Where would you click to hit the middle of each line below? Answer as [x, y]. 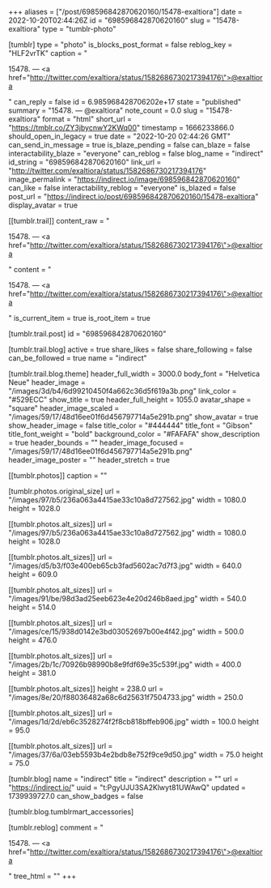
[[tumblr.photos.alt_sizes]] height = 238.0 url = [86, 689]
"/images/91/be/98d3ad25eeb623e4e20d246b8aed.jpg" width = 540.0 [127, 598]
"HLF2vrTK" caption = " [48, 53]
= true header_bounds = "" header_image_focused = [96, 442]
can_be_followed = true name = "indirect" [78, 358]
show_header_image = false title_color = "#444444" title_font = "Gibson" [131, 425]
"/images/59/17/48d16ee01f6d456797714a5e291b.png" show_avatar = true [133, 417]
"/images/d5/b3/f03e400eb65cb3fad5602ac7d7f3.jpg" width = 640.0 [125, 566]
